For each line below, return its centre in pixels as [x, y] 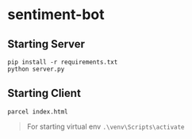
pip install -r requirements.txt [63, 62]
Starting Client [44, 93]
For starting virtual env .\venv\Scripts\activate [106, 126]
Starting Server [46, 44]
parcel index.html [38, 112]
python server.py [36, 69]
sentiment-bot [56, 15]
